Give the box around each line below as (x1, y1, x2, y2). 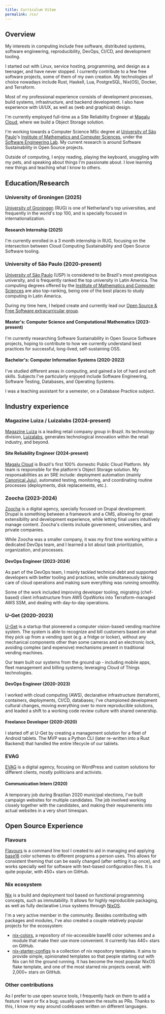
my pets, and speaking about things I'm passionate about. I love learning (5, 159, 153, 166)
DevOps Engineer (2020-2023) (5, 681, 70, 687)
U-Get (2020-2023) (5, 612, 54, 619)
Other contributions (5, 981, 54, 988)
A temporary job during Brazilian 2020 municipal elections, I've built (5, 792, 143, 798)
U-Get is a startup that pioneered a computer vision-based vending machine (5, 623, 161, 629)
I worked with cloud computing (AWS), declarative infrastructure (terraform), (5, 692, 161, 698)
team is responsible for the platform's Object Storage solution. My (5, 466, 139, 472)
